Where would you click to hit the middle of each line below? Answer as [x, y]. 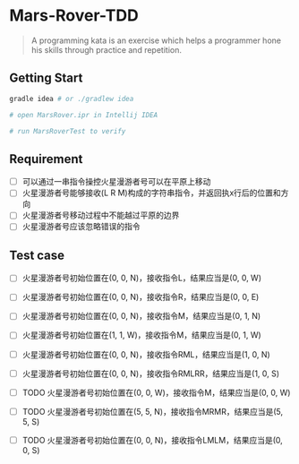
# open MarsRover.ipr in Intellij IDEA [84, 115]
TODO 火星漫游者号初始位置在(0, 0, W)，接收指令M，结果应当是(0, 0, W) [156, 392]
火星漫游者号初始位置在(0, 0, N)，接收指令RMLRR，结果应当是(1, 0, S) [151, 374]
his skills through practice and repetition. [106, 49]
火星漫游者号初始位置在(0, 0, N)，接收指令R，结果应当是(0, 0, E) [141, 297]
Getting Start [46, 78]
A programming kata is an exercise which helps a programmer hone [156, 40]
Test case [37, 255]
